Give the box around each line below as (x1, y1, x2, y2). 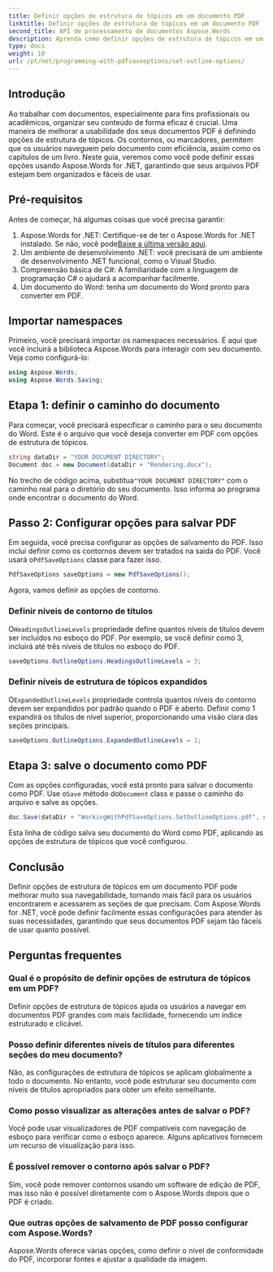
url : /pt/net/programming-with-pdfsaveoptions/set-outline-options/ (8, 58, 245, 66)
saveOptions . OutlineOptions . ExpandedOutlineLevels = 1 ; (8, 736, 201, 744)
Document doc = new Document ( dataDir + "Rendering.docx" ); (8, 461, 213, 469)
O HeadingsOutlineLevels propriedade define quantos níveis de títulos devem (8, 624, 265, 634)
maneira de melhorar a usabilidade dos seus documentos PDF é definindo (8, 126, 256, 136)
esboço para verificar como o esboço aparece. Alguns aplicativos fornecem (8, 1132, 263, 1142)
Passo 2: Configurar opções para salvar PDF (8, 517, 237, 530)
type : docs (8, 42, 45, 50)
